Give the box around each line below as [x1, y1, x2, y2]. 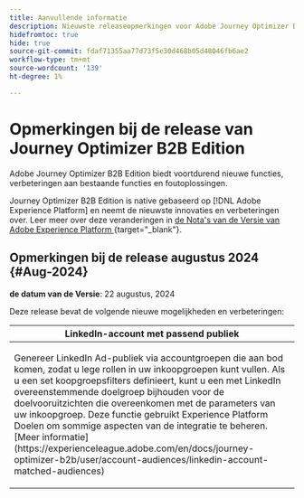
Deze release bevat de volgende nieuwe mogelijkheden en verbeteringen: [9, 305, 285, 316]
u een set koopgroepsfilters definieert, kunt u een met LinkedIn [14, 374, 281, 387]
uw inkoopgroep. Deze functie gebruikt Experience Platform [14, 408, 269, 420]
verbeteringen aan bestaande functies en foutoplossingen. [9, 177, 228, 188]
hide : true [9, 38, 51, 48]
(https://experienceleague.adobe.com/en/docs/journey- [14, 442, 255, 455]
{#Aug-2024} [9, 264, 89, 280]
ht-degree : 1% [9, 72, 63, 81]
